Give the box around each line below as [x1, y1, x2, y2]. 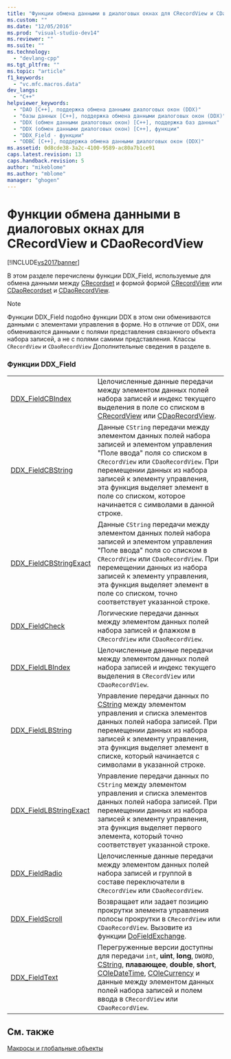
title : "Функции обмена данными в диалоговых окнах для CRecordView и [7, 10, 214, 17]
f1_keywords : [7, 74, 45, 81]
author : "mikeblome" [7, 163, 67, 171]
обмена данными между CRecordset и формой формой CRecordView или [7, 279, 222, 287]
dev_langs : [7, 87, 38, 94]
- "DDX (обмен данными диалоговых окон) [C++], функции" [13, 125, 180, 132]
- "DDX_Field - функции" [13, 132, 85, 138]
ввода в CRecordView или [97, 994, 178, 1003]
